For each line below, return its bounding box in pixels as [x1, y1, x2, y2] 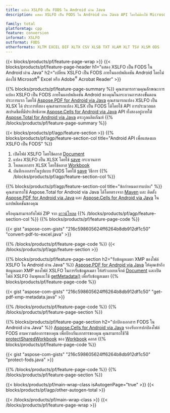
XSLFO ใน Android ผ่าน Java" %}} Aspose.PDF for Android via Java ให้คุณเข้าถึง [6, 262, 165, 268]
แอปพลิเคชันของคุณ [6, 200, 38, 207]
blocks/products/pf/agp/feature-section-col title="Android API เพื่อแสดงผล [6, 135, 156, 141]
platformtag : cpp [6, 26, 42, 31]
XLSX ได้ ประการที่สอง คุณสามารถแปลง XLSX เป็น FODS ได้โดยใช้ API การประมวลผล [6, 103, 156, 109]
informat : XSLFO [6, 35, 40, 40]
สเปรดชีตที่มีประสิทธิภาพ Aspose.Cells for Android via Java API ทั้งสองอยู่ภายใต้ [6, 109, 152, 115]
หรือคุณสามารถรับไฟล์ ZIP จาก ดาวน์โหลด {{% [6, 210, 86, 217]
